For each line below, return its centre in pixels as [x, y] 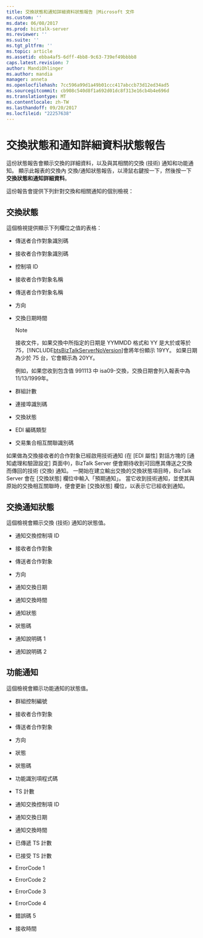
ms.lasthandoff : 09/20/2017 [42, 108]
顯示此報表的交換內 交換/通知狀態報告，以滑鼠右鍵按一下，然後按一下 [105, 171]
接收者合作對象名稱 [39, 280]
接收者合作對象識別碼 [42, 254]
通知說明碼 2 [31, 651]
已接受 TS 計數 [33, 856]
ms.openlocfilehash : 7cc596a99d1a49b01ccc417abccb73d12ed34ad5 [88, 85]
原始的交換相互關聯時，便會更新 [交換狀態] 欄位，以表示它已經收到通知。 [98, 486]
